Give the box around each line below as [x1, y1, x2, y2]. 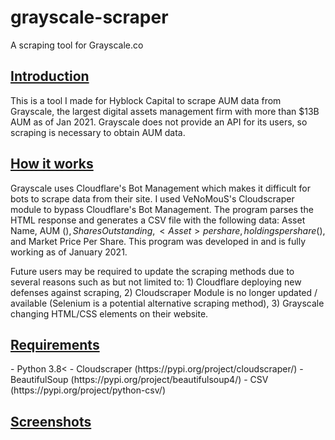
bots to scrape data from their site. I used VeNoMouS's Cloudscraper [10, 192, 295, 205]
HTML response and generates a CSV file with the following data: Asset [10, 214, 306, 226]
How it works [10, 156, 94, 173]
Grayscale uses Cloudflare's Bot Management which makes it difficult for [10, 182, 311, 194]
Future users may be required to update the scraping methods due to [10, 265, 295, 277]
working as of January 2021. [10, 246, 128, 258]
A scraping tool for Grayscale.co [10, 39, 144, 51]
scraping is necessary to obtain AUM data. [10, 126, 186, 138]
